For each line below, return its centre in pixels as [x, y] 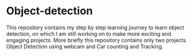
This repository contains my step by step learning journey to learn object [95, 27]
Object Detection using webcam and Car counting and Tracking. [85, 46]
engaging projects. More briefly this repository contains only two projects [96, 40]
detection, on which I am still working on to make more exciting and [89, 33]
